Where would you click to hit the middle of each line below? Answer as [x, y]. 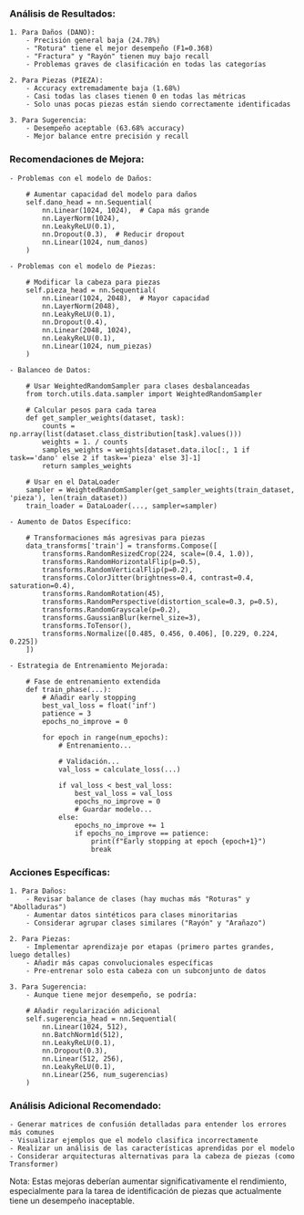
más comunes [32, 1133]
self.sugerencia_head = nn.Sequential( [101, 1019]
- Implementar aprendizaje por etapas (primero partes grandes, [150, 947]
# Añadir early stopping [89, 697]
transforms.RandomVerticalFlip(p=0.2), [118, 570]
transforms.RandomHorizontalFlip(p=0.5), [122, 561]
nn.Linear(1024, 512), [85, 1026]
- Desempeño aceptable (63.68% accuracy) [105, 129]
